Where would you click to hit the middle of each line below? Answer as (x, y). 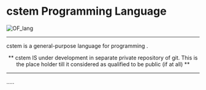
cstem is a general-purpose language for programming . (77, 46)
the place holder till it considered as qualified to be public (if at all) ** (103, 64)
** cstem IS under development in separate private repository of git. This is (103, 58)
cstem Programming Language (86, 11)
